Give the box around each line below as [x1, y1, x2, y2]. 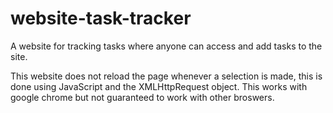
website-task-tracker [10, 7, 192, 30]
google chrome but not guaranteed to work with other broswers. [10, 91, 275, 103]
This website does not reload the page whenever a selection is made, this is [10, 70, 323, 82]
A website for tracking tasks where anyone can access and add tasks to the [10, 40, 323, 52]
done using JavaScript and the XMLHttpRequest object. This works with [10, 80, 308, 92]
